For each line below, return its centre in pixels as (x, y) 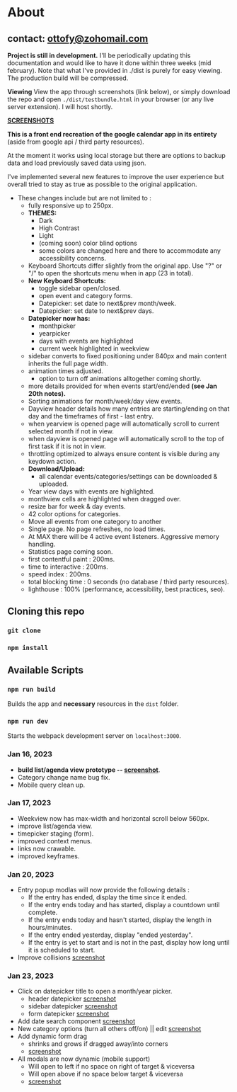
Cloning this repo (46, 612)
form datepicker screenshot (69, 1014)
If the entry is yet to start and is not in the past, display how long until (129, 943)
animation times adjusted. (66, 371)
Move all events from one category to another (95, 522)
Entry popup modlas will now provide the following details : (103, 890)
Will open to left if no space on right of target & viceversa (111, 1067)
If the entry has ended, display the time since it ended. (108, 897)
